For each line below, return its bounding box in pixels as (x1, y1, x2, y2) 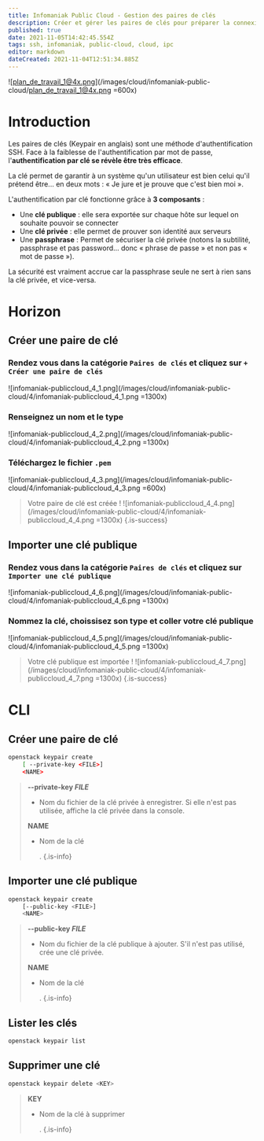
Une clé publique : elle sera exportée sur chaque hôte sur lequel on (19, 209, 239, 219)
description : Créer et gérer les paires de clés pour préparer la (8, 19, 230, 27)
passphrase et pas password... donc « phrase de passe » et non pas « (19, 243, 247, 253)
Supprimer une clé (8, 1059, 101, 1073)
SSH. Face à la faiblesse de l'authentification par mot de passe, (8, 147, 214, 157)
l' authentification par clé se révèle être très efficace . (8, 155, 183, 165)
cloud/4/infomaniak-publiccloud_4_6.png (8, 596, 141, 605)
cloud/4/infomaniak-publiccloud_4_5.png (8, 642, 141, 652)
